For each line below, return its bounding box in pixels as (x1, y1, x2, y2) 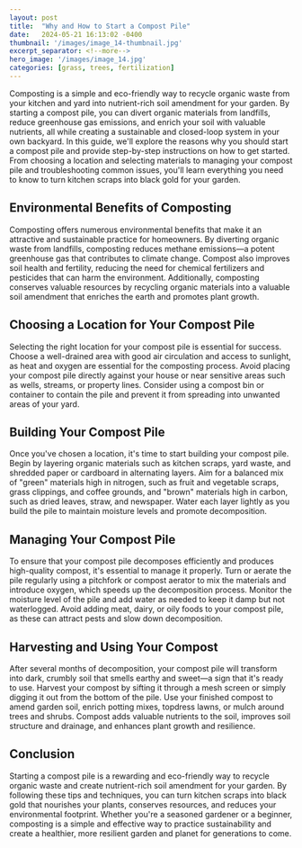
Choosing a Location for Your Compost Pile (9, 317, 255, 333)
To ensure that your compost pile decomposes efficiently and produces (9, 555, 274, 567)
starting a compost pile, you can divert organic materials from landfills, (9, 107, 271, 118)
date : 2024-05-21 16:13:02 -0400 (9, 30, 143, 39)
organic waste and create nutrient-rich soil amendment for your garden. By (9, 780, 288, 790)
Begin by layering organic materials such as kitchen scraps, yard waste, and (9, 458, 291, 469)
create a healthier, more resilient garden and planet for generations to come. (9, 827, 292, 838)
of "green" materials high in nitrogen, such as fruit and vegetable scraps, (9, 477, 280, 488)
